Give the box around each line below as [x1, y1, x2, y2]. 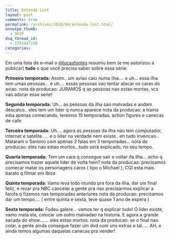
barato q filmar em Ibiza [5, 170, 55, 176]
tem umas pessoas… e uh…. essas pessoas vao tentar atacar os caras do [5, 80, 160, 86]
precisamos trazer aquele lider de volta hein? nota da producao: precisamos [5, 159, 166, 165]
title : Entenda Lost [5, 7, 50, 13]
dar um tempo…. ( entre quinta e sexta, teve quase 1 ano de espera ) [5, 196, 149, 202]
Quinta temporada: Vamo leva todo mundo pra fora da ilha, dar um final [5, 180, 157, 186]
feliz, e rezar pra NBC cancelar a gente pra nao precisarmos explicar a [5, 185, 154, 191]
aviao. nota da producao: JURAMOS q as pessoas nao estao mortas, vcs [5, 85, 159, 92]
